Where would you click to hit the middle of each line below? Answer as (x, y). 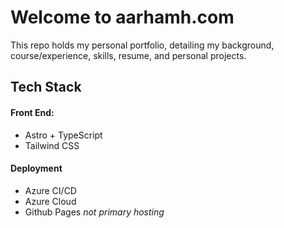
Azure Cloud (50, 201)
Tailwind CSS (52, 145)
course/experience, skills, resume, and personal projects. (128, 55)
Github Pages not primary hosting (94, 212)
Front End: (32, 112)
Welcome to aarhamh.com (122, 17)
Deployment (36, 168)
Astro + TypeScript (63, 135)
